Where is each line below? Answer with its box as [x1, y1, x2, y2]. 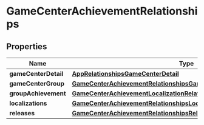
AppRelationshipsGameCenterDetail [72, 70, 179, 78]
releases [9, 109, 35, 117]
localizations [9, 99, 47, 107]
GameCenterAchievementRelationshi [6, 4, 198, 18]
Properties [6, 41, 47, 52]
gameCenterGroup [9, 79, 65, 87]
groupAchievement [9, 89, 66, 98]
